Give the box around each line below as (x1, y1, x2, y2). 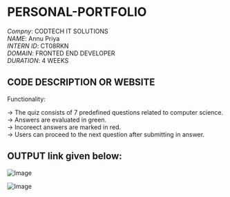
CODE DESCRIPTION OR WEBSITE (7, 77, 155, 88)
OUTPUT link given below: (7, 150, 122, 162)
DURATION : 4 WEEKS (7, 56, 69, 64)
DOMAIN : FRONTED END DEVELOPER (7, 49, 115, 57)
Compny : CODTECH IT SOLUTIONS (7, 27, 108, 35)
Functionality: (7, 95, 46, 103)
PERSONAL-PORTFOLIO (7, 4, 147, 20)
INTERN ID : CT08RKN (7, 41, 69, 50)
